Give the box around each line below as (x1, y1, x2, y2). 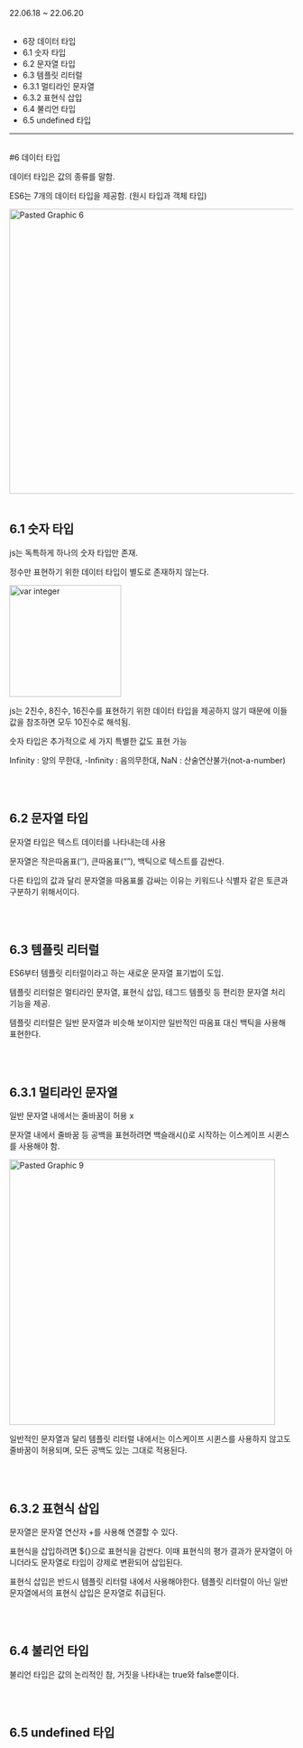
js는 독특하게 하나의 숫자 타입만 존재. (9, 547, 138, 558)
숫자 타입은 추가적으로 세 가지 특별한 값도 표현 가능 (9, 735, 188, 746)
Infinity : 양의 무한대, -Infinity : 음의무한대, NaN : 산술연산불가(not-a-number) (9, 754, 286, 765)
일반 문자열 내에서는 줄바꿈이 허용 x (9, 1110, 134, 1122)
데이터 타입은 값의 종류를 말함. (9, 171, 115, 181)
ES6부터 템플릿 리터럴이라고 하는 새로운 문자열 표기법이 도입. (9, 967, 224, 978)
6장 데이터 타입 (22, 36, 77, 46)
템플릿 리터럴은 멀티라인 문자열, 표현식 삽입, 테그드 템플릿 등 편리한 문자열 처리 (9, 987, 286, 998)
